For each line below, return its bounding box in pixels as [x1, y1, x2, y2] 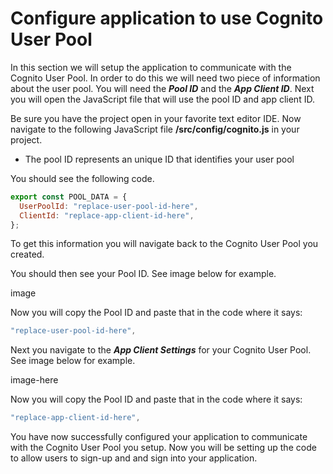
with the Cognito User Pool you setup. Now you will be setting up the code [10, 442, 317, 454]
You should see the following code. [10, 172, 155, 184]
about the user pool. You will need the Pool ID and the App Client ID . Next [10, 82, 315, 94]
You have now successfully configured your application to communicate [10, 431, 308, 443]
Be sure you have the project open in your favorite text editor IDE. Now [10, 112, 302, 124]
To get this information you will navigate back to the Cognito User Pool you [10, 238, 319, 250]
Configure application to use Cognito [10, 7, 324, 30]
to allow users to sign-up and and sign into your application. [10, 452, 258, 464]
